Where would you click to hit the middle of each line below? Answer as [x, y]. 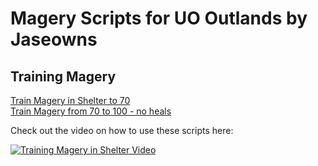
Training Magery [63, 76]
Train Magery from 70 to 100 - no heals [91, 111]
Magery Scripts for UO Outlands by [159, 18]
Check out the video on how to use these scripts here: [122, 130]
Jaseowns [54, 39]
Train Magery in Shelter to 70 [70, 100]
